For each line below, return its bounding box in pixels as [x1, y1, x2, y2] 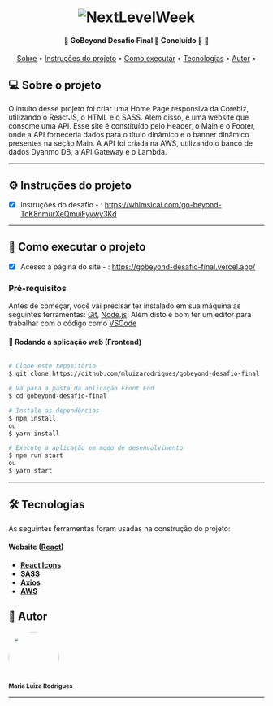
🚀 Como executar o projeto [8, 240, 146, 254]
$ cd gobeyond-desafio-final [8, 392, 107, 400]
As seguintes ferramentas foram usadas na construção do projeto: [8, 523, 231, 533]
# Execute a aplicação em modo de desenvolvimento [8, 444, 184, 452]
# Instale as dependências [8, 407, 100, 415]
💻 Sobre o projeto [8, 78, 102, 92]
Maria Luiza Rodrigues [8, 682, 73, 691]
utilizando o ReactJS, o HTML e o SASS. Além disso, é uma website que [8, 112, 249, 122]
